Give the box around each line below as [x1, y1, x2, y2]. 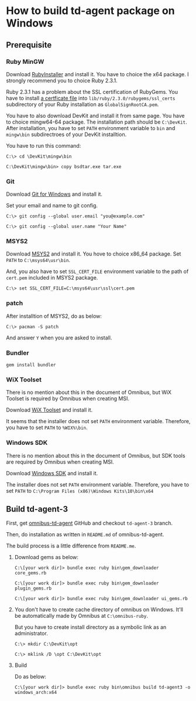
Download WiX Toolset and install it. [6, 406, 93, 414]
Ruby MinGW [6, 57, 44, 66]
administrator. [14, 630, 48, 637]
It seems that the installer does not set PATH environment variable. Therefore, [6, 418, 191, 425]
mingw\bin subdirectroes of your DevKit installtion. [6, 131, 127, 138]
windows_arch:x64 [14, 690, 57, 696]
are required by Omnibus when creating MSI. [6, 458, 114, 465]
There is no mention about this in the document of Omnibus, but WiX [6, 389, 171, 396]
